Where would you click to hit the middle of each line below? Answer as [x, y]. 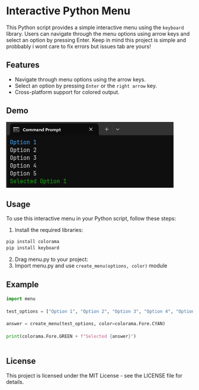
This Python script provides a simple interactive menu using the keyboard [95, 27]
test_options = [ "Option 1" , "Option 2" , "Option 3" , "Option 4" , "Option [100, 311]
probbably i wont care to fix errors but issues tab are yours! [78, 46]
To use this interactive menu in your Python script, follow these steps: [91, 219]
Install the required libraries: [49, 230]
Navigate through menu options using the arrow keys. [80, 79]
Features [23, 65]
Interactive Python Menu [68, 11]
